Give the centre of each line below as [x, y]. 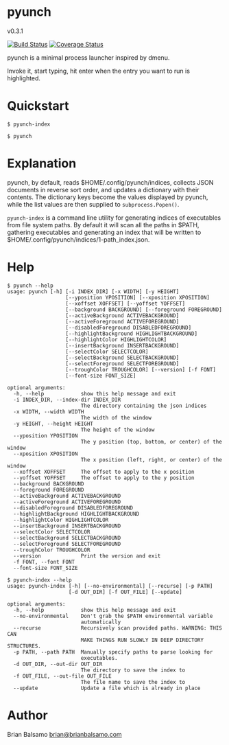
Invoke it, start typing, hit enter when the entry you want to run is [99, 71]
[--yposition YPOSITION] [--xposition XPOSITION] [138, 297]
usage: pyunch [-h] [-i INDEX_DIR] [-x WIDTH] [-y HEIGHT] [93, 291]
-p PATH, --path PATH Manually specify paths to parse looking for [113, 652]
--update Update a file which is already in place [107, 688]
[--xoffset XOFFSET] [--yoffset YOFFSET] [125, 303]
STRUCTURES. [24, 646]
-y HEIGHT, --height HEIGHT [53, 424]
